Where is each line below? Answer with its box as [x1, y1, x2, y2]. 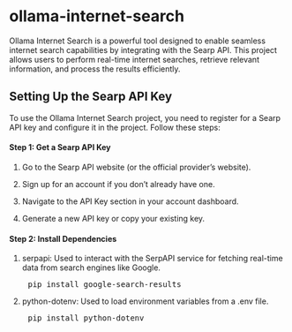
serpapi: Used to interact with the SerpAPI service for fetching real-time [21, 253, 284, 264]
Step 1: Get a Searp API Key [9, 142, 111, 153]
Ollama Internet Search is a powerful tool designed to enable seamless [9, 35, 266, 46]
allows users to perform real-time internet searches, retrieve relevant [9, 54, 260, 64]
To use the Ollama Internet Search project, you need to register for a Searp [9, 112, 281, 123]
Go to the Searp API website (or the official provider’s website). [21, 162, 251, 172]
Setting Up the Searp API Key [9, 89, 173, 104]
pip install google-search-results [27, 280, 182, 290]
